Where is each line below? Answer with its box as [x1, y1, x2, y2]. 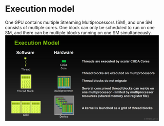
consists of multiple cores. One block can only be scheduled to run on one [5, 24, 155, 30]
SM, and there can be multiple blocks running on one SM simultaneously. [5, 30, 152, 35]
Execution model [5, 3, 75, 15]
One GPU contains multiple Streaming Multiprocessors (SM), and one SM [5, 19, 152, 25]
